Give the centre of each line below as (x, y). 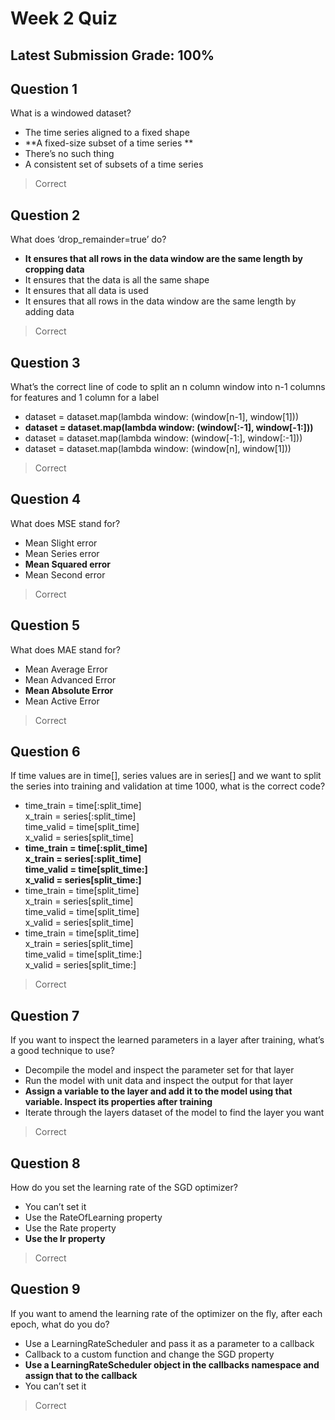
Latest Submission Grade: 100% (112, 55)
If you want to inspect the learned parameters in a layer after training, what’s (167, 1040)
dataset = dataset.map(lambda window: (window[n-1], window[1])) (162, 417)
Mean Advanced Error (70, 679)
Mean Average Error (66, 669)
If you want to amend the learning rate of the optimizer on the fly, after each (166, 1313)
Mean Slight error (61, 543)
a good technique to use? (62, 1051)
